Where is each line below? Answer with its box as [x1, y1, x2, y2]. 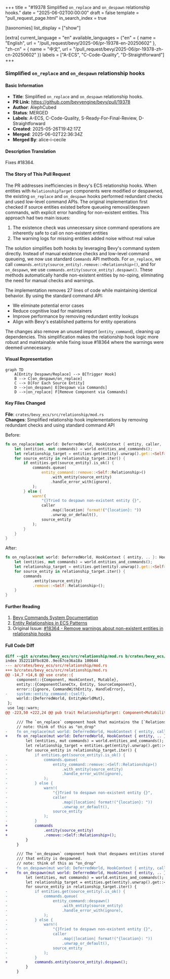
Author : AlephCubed [12, 104, 57, 110]
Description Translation [5, 148, 56, 154]
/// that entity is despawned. [16, 856, 82, 861]
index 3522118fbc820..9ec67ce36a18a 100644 [5, 658, 99, 663]
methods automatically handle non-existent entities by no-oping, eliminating [5, 272, 164, 278]
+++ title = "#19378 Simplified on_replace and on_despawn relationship [5, 5, 150, 10]
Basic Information [5, 82, 44, 88]
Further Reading [5, 603, 40, 609]
